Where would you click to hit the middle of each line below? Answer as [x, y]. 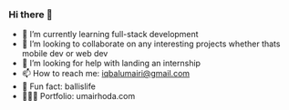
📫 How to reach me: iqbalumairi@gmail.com [106, 74]
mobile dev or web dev [65, 54]
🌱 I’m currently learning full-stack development [110, 35]
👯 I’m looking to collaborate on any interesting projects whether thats [151, 44]
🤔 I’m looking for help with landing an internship [111, 64]
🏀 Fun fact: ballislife [59, 86]
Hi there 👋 [31, 15]
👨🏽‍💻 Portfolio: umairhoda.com [78, 96]
